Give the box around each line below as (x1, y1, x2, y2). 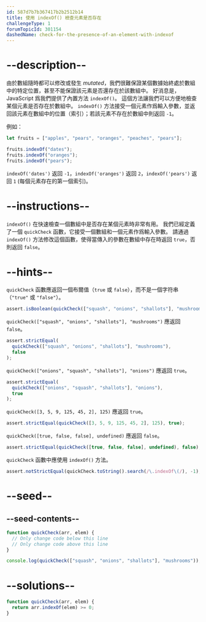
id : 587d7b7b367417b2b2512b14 (6, 9, 84, 15)
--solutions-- (6, 578, 75, 593)
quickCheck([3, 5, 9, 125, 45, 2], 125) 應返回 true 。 (6, 408, 147, 415)
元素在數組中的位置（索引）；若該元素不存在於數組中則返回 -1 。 (17, 110, 178, 117)
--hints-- (6, 265, 53, 279)
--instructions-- (6, 199, 90, 213)
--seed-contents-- (6, 513, 80, 524)
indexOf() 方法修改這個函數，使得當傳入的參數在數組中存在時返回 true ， (6, 236, 190, 243)
